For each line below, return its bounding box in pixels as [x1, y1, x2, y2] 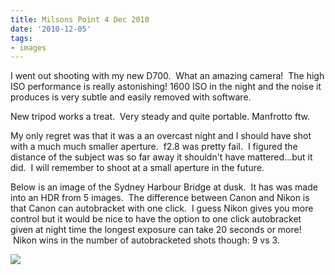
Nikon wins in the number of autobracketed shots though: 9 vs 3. [12, 234, 280, 246]
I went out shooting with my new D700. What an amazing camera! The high [10, 70, 325, 82]
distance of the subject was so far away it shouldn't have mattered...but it [10, 151, 313, 163]
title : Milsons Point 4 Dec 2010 [10, 14, 150, 25]
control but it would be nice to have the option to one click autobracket [10, 213, 302, 225]
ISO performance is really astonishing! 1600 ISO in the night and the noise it [10, 81, 322, 93]
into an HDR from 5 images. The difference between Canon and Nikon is [10, 192, 310, 204]
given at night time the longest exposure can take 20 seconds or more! [10, 224, 302, 236]
